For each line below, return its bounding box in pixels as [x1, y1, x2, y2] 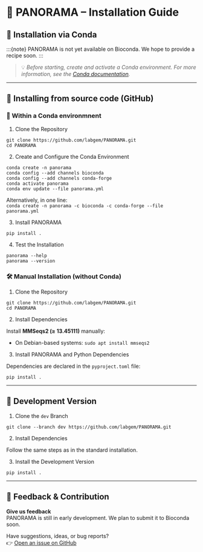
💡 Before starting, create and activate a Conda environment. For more [21, 63, 196, 71]
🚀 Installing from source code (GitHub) [6, 94, 154, 104]
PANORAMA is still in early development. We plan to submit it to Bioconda [6, 514, 189, 521]
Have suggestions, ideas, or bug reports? [6, 532, 109, 539]
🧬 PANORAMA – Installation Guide [6, 5, 179, 19]
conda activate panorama [6, 181, 69, 187]
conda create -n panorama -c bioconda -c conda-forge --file [6, 202, 164, 209]
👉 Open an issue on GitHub [6, 539, 77, 546]
